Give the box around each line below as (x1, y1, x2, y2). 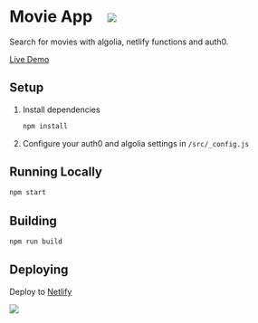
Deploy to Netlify (9, 286, 72, 297)
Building (9, 213, 57, 228)
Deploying (9, 262, 69, 278)
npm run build (9, 237, 63, 246)
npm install (22, 121, 68, 130)
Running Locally (9, 165, 102, 180)
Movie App (9, 6, 93, 27)
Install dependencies (22, 104, 101, 115)
